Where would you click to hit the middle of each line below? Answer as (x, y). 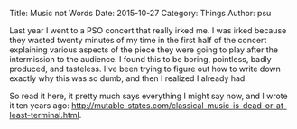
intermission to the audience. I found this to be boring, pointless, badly (141, 59)
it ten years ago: (39, 106)
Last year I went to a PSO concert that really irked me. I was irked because (148, 30)
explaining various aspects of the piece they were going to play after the (144, 50)
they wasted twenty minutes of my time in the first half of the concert (138, 40)
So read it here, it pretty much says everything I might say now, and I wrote (148, 96)
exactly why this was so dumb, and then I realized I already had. (129, 78)
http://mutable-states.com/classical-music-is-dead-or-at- (179, 106)
